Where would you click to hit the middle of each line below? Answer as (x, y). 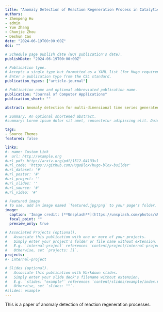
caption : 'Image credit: (34, 215)
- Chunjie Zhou (20, 32)
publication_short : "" (28, 99)
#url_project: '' (23, 179)
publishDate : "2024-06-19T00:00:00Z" (43, 59)
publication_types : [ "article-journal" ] (47, 81)
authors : (14, 14)
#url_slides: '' (21, 183)
